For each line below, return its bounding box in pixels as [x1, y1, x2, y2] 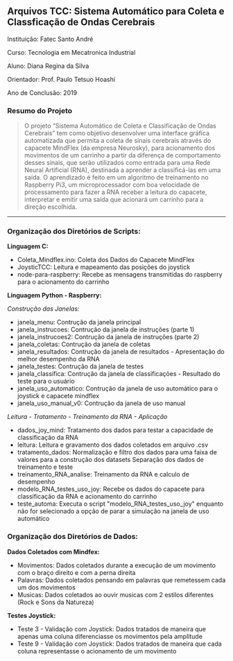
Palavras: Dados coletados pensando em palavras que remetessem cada [17, 576, 226, 584]
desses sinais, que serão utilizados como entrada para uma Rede [24, 159, 211, 167]
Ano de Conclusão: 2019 [7, 88, 78, 96]
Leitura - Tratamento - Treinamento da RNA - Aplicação [7, 413, 168, 421]
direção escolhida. [24, 203, 78, 211]
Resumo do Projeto [7, 105, 73, 115]
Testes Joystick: [7, 611, 56, 619]
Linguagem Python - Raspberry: [7, 291, 102, 300]
